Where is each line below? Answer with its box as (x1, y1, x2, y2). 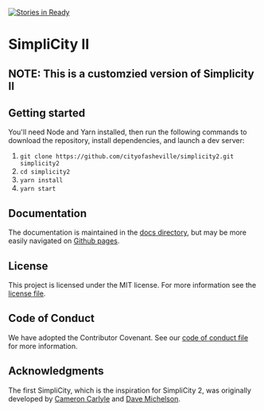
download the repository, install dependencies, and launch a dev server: (8, 136, 245, 145)
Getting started (8, 106, 86, 119)
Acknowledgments (8, 364, 105, 378)
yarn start (19, 185, 56, 193)
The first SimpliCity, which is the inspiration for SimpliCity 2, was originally (8, 386, 252, 395)
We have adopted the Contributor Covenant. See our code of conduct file (8, 332, 249, 342)
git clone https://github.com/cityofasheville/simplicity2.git (19, 153, 235, 161)
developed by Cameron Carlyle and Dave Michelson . (8, 394, 181, 403)
